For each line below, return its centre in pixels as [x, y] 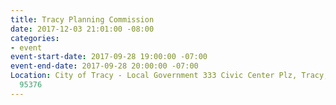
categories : [35, 38]
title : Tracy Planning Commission [82, 19]
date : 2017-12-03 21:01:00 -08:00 [82, 29]
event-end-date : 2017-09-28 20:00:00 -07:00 [104, 66]
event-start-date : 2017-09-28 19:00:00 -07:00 [109, 57]
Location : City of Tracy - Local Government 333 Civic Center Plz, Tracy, [169, 76]
